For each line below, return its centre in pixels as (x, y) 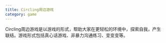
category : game (21, 14)
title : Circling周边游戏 (29, 10)
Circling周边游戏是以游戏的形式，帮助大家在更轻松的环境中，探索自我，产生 (83, 29)
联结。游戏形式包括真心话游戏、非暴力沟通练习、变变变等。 (66, 35)
